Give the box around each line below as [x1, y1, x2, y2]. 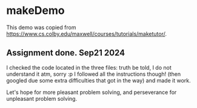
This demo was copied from [6, 24, 76, 31]
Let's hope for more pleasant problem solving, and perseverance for [6, 89, 177, 96]
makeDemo [6, 4, 65, 18]
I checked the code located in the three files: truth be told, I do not [6, 64, 172, 71]
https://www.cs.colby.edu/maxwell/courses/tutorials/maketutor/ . [6, 30, 167, 37]
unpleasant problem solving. [6, 95, 78, 102]
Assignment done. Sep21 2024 [6, 48, 125, 58]
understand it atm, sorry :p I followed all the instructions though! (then [6, 70, 181, 78]
